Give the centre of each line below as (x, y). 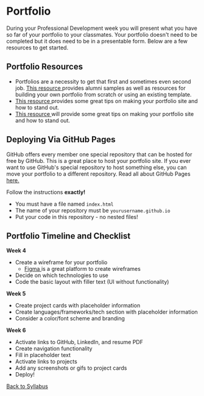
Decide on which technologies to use (62, 275)
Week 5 (16, 293)
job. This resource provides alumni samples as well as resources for (100, 88)
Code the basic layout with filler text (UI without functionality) (92, 282)
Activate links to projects (46, 362)
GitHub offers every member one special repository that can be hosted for (100, 154)
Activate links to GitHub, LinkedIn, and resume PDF (79, 342)
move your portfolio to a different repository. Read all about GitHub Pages (98, 174)
